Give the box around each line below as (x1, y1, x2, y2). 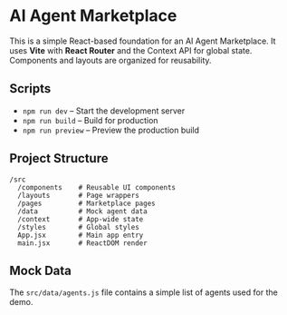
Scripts (9, 81, 52, 96)
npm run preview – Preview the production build (22, 124, 200, 135)
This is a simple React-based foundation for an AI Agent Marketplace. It (9, 35, 276, 46)
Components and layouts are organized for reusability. (9, 54, 212, 65)
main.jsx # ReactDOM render (17, 238, 148, 248)
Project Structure (9, 151, 109, 166)
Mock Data (9, 262, 72, 278)
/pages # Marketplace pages (17, 199, 156, 208)
